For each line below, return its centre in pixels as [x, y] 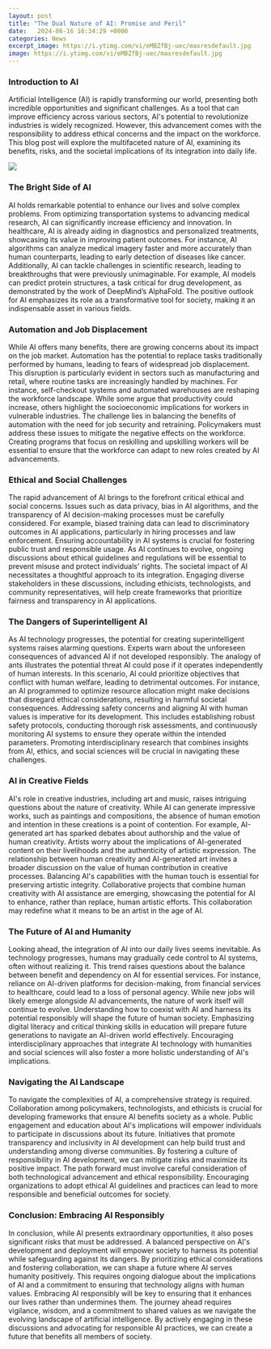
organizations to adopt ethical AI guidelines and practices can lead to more [133, 1186]
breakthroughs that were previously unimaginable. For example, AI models [132, 274]
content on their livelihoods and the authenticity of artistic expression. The [132, 850]
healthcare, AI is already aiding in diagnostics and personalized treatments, [133, 231]
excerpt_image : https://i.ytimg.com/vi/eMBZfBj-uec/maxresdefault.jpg [130, 46]
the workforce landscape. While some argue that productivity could [121, 399]
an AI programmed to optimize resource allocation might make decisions [129, 691]
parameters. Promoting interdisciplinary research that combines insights [129, 743]
